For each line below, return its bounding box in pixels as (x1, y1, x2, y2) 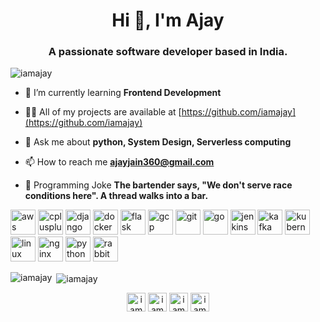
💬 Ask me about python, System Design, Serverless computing (24, 136, 292, 148)
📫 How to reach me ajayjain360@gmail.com (24, 156, 215, 168)
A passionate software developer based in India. (48, 45, 288, 59)
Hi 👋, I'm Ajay (111, 9, 225, 32)
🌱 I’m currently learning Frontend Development (24, 87, 222, 99)
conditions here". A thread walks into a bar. (24, 190, 209, 202)
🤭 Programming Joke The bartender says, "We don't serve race (24, 179, 293, 191)
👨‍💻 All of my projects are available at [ (24, 106, 182, 118)
